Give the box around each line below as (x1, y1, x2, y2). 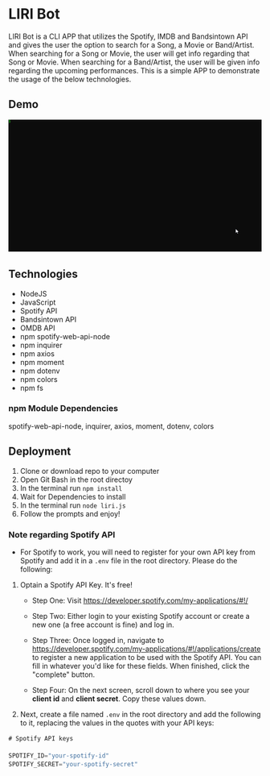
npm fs (19, 383, 44, 392)
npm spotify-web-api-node (19, 331, 111, 341)
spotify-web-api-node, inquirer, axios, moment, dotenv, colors (8, 421, 215, 431)
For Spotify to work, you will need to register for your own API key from (19, 547, 256, 557)
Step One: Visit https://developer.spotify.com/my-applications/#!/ (31, 595, 248, 605)
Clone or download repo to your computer (19, 466, 160, 475)
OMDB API (19, 323, 55, 333)
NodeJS (19, 288, 47, 298)
